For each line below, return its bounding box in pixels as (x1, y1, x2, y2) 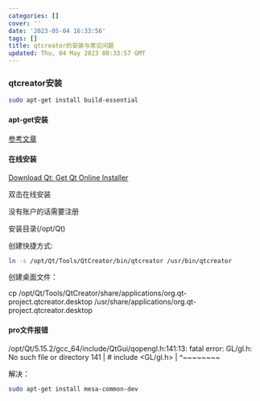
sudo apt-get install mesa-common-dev (8, 385, 138, 393)
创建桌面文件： (8, 272, 58, 282)
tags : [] (8, 34, 38, 43)
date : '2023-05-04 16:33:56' (8, 27, 106, 35)
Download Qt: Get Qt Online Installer (8, 173, 129, 182)
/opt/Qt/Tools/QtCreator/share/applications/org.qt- (19, 288, 188, 299)
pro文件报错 (8, 325, 48, 335)
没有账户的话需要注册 (8, 207, 79, 216)
